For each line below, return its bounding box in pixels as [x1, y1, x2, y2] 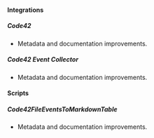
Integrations [7, 6, 44, 14]
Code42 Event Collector [7, 55, 79, 64]
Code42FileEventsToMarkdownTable [7, 105, 118, 113]
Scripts [7, 89, 29, 97]
